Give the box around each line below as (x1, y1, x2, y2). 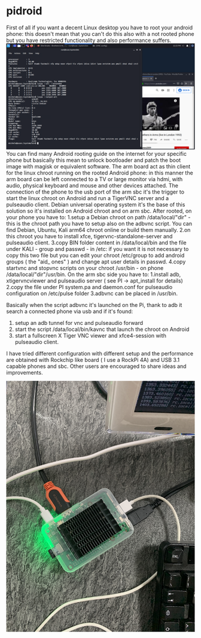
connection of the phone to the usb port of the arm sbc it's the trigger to (6, 188, 184, 195)
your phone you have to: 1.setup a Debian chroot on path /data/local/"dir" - (6, 214, 191, 221)
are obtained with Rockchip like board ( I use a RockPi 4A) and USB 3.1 (6, 357, 180, 364)
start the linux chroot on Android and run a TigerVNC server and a (6, 195, 169, 202)
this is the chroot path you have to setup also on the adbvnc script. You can (6, 220, 193, 228)
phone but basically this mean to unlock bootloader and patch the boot (6, 157, 181, 164)
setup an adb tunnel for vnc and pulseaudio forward (14, 320, 144, 327)
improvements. (6, 369, 43, 376)
